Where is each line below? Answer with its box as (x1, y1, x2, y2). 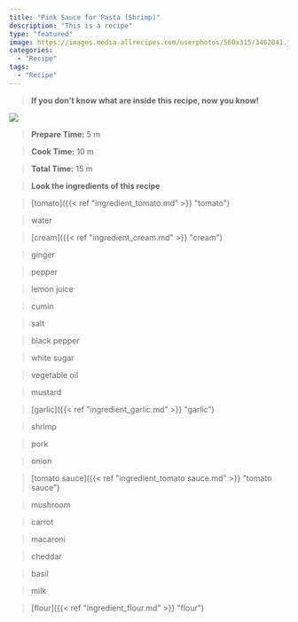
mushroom (30, 499, 71, 510)
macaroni (30, 533, 67, 544)
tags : (9, 63, 29, 72)
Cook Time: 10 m (30, 146, 95, 156)
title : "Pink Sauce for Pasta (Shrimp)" (9, 12, 161, 22)
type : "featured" (9, 29, 74, 38)
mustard (30, 387, 62, 398)
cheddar (30, 551, 62, 562)
